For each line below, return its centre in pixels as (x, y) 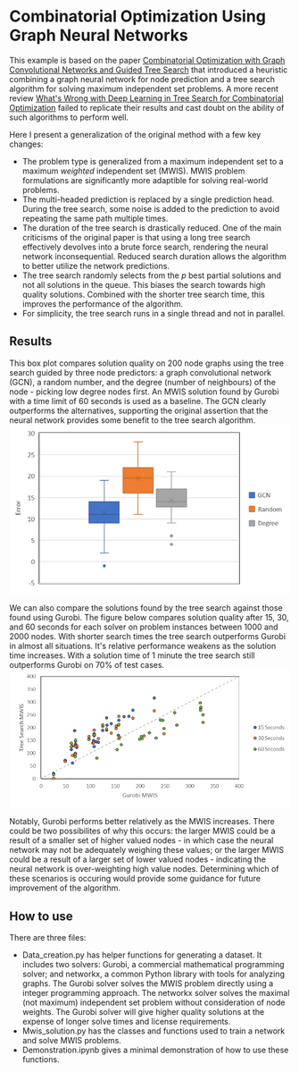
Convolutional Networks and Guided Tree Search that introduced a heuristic (149, 70)
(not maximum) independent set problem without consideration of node (154, 1002)
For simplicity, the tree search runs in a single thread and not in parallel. (154, 313)
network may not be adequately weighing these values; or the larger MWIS (147, 850)
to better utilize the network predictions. (96, 266)
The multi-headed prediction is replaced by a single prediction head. (148, 199)
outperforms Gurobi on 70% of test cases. (87, 665)
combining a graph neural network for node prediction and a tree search (142, 79)
